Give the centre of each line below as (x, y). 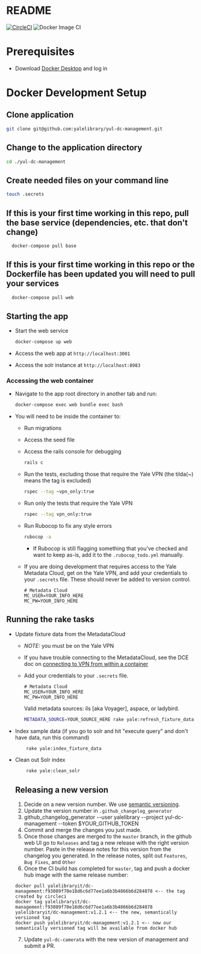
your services (32, 283)
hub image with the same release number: (76, 875)
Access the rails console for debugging (73, 452)
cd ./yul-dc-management (36, 162)
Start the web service (42, 331)
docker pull (30, 886)
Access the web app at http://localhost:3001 (73, 353)
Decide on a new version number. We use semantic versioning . (102, 804)
